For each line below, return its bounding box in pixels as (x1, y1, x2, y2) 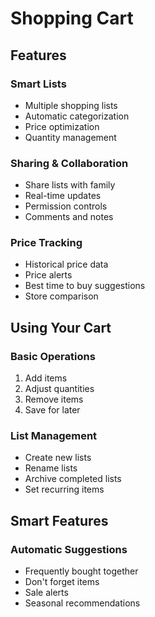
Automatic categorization (24, 110, 130, 122)
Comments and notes (24, 211, 114, 223)
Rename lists (24, 462, 78, 474)
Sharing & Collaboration (10, 156, 129, 170)
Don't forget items (24, 576, 100, 588)
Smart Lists (10, 77, 67, 91)
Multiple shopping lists (24, 99, 118, 111)
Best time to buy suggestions (24, 280, 146, 292)
